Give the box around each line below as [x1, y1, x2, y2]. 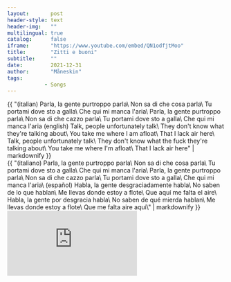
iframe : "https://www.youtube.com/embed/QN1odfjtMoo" [7, 42, 185, 49]
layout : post [7, 10, 64, 17]
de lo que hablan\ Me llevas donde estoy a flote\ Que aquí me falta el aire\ [7, 188, 217, 197]
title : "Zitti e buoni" [7, 49, 98, 56]
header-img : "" [7, 23, 57, 30]
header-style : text [7, 17, 64, 24]
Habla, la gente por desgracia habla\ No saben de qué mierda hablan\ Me [7, 195, 216, 204]
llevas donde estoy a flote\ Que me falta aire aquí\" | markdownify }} [7, 203, 201, 211]
